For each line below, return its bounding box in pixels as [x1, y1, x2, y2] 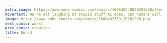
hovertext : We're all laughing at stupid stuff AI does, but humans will [5, 12, 162, 17]
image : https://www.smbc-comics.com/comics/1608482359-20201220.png [5, 16, 150, 21]
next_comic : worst [5, 21, 43, 26]
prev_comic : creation [5, 26, 50, 31]
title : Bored [5, 30, 32, 35]
